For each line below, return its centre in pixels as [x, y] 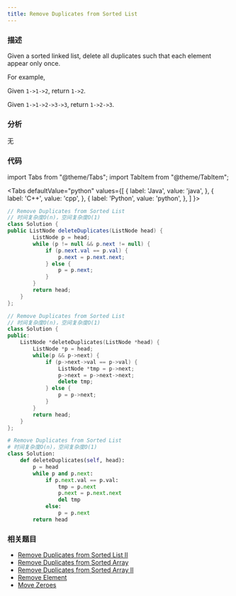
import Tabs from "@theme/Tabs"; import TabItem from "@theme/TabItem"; [118, 177]
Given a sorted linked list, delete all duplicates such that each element [109, 56]
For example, [27, 77]
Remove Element [42, 578]
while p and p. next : [63, 474]
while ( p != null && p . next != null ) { [92, 244]
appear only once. [34, 63]
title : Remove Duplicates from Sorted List [73, 14]
